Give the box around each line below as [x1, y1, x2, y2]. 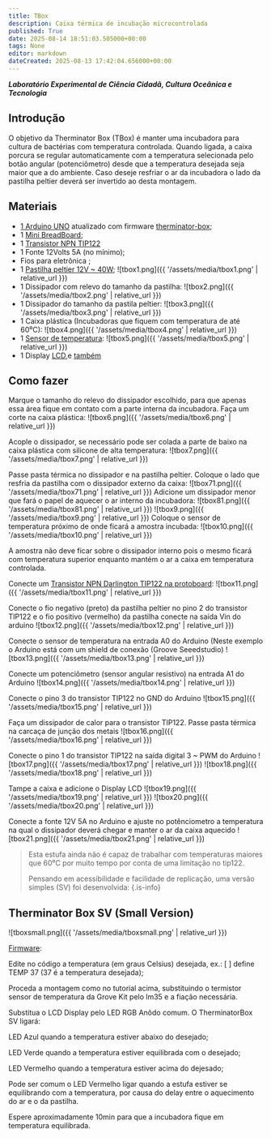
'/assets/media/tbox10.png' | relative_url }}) [8, 530, 153, 540]
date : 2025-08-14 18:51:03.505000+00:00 [8, 34, 147, 43]
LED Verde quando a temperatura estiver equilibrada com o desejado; [8, 1048, 241, 1058]
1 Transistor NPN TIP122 [19, 238, 101, 248]
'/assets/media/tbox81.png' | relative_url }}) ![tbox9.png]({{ [8, 505, 205, 514]
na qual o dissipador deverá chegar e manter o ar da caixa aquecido [8, 825, 236, 835]
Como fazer [8, 374, 69, 388]
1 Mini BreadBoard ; [19, 230, 83, 239]
